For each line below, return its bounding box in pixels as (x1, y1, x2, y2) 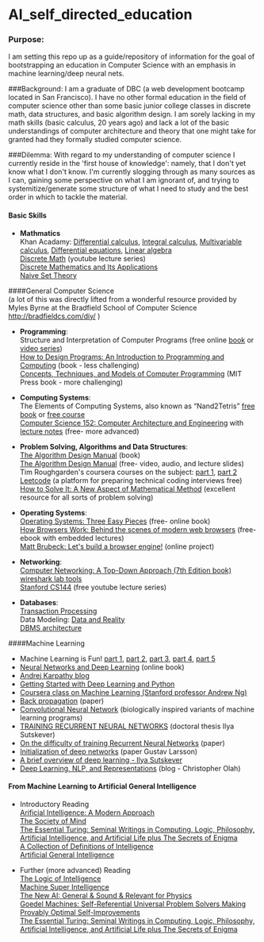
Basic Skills (8, 210, 48, 220)
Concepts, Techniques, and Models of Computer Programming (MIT (19, 369, 243, 378)
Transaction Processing (19, 606, 98, 616)
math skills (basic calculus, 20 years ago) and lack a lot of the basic (8, 118, 230, 128)
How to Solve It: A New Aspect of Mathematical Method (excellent (19, 484, 236, 493)
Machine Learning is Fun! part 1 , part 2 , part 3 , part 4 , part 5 (19, 654, 216, 663)
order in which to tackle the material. (8, 192, 128, 202)
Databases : (19, 597, 59, 607)
